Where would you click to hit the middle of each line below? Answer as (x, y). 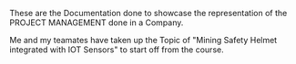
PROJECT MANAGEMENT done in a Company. (97, 23)
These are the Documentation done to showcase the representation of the (148, 13)
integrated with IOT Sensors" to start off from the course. (117, 50)
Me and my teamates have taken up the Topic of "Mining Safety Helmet (143, 40)
